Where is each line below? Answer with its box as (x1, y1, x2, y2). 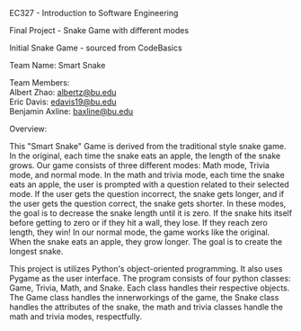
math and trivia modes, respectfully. (9, 311, 142, 322)
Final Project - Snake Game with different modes (9, 25, 190, 35)
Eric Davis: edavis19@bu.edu (9, 96, 117, 107)
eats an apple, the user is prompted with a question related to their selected (9, 179, 289, 190)
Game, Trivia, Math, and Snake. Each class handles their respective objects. (9, 282, 290, 293)
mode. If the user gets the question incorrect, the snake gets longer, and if (9, 189, 285, 199)
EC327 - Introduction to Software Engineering (9, 8, 179, 18)
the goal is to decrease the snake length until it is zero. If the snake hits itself (9, 208, 293, 219)
